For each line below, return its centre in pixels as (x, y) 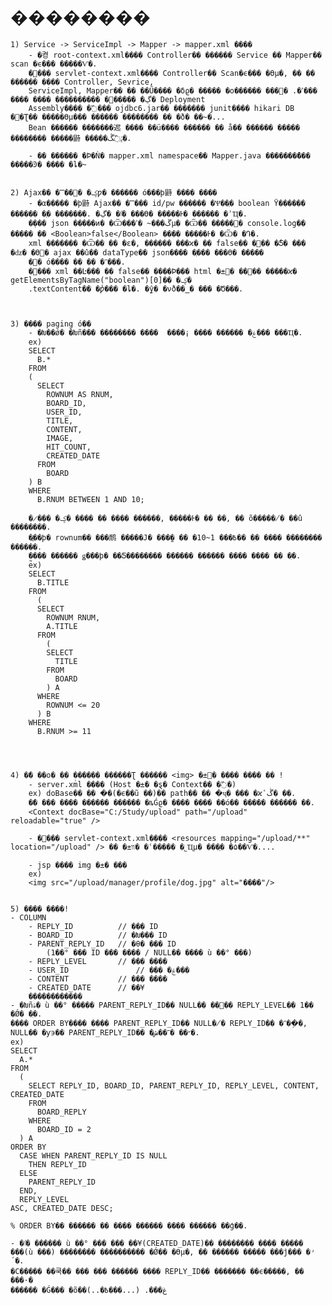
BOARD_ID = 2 (64, 1129)
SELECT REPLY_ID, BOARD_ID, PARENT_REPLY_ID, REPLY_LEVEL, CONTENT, (174, 1085)
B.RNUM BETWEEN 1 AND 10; (90, 499)
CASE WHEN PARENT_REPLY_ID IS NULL (93, 1155)
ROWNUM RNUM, (73, 617)
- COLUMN (28, 917)
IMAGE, (60, 438)
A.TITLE (62, 626)
